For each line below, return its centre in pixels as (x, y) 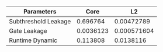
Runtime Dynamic (33, 40)
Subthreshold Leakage (40, 21)
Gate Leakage (28, 31)
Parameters (40, 11)
